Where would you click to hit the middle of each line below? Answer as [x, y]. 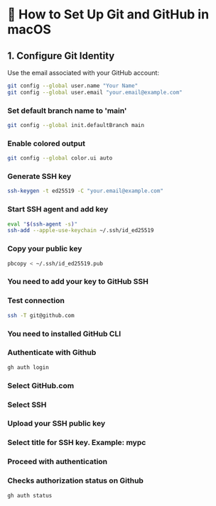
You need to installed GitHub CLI [64, 334]
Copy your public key [45, 249]
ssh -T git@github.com [41, 315]
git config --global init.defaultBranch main [76, 126]
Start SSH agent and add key [58, 209]
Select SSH [27, 405]
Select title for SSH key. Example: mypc [77, 443]
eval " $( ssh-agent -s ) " [43, 224]
